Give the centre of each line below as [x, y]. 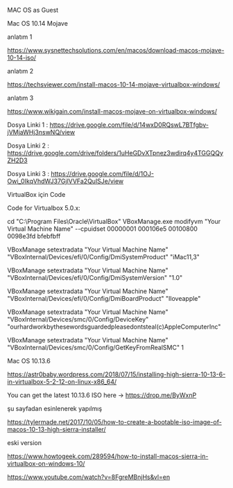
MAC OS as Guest [33, 10]
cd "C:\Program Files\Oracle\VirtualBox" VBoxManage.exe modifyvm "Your [114, 221]
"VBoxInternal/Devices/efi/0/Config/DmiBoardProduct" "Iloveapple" [104, 298]
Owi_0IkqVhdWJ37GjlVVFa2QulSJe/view [66, 181]
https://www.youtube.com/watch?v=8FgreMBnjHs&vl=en [89, 477]
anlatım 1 [20, 37]
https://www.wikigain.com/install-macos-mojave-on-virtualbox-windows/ [112, 111]
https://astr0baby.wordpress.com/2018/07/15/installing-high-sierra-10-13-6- [116, 374]
